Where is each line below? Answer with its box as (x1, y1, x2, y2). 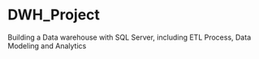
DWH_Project (7, 6, 101, 24)
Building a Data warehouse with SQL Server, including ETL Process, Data (7, 32, 252, 42)
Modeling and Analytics (7, 40, 87, 50)
